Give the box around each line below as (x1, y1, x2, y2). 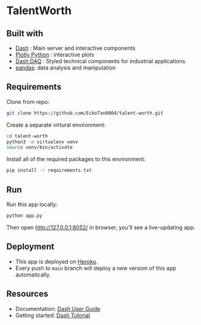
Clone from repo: (6, 98, 50, 105)
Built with (6, 28, 44, 39)
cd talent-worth (6, 133, 48, 139)
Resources (6, 289, 49, 299)
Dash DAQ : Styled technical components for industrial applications (15, 58, 186, 65)
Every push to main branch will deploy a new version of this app (15, 264, 176, 272)
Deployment (6, 241, 55, 252)
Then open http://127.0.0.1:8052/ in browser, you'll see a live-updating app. (6, 224, 195, 231)
